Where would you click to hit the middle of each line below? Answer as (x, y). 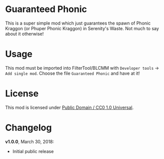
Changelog (28, 128)
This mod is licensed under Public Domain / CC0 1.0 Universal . (69, 107)
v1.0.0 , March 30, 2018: (30, 141)
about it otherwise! (24, 34)
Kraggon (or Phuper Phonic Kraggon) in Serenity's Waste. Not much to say (82, 28)
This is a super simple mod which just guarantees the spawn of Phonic (78, 23)
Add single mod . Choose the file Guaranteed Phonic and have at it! (72, 73)
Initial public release (33, 151)
